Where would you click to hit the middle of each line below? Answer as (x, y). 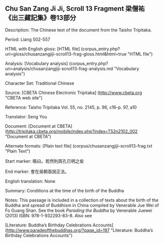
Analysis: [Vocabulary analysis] (37, 63)
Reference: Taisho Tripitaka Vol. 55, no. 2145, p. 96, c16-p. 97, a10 (71, 107)
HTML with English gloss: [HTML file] (42, 49)
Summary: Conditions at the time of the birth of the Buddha (65, 190)
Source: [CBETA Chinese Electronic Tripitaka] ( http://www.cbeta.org (74, 93)
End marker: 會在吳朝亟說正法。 (37, 171)
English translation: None (30, 181)
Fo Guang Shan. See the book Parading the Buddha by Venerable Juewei (79, 210)
